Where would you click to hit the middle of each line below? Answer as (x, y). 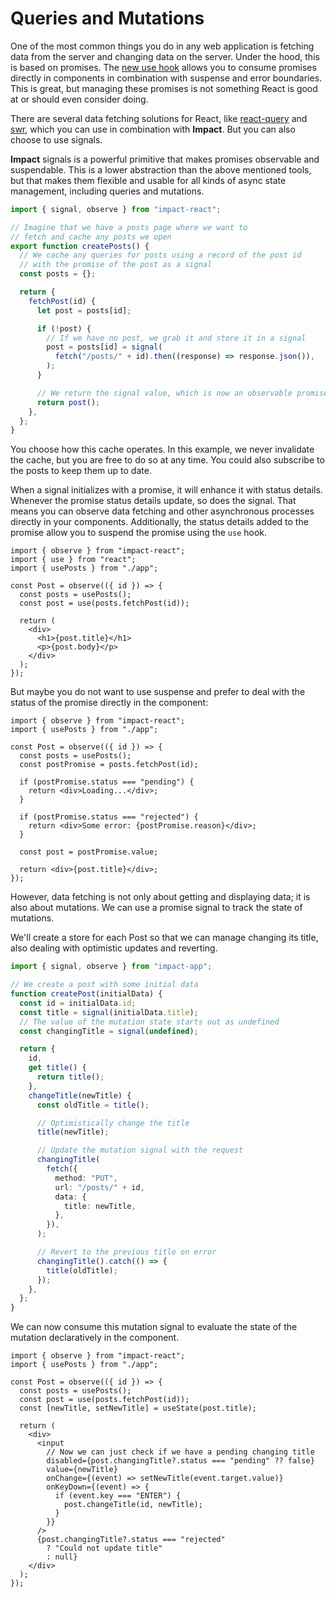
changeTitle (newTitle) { (80, 1095)
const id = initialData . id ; (78, 1003)
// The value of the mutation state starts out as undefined (149, 1022)
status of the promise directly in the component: (109, 703)
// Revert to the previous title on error (126, 1252)
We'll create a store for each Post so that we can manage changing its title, (164, 938)
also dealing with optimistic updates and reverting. (114, 948)
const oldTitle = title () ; (93, 1105)
